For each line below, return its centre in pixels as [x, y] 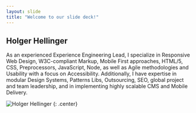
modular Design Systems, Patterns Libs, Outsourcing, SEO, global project [95, 80]
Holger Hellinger [37, 41]
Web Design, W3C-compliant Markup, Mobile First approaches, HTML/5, [94, 61]
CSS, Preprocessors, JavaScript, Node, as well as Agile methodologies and [97, 68]
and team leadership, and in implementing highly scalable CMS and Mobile [97, 87]
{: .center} [65, 104]
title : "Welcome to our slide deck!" [53, 17]
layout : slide [24, 11]
